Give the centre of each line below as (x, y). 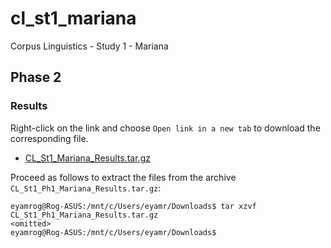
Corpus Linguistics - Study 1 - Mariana (89, 46)
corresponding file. (49, 138)
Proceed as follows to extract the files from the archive (123, 177)
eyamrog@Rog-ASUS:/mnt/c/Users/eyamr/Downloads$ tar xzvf (133, 206)
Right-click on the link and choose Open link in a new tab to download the (165, 128)
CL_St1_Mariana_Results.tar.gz (87, 158)
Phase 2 (36, 77)
